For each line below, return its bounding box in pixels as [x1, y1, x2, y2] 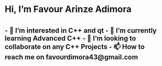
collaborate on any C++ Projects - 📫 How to [5, 42, 145, 51]
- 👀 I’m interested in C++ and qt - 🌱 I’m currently [5, 26, 157, 35]
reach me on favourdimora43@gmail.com [5, 53, 138, 61]
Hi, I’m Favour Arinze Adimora [5, 3, 131, 15]
